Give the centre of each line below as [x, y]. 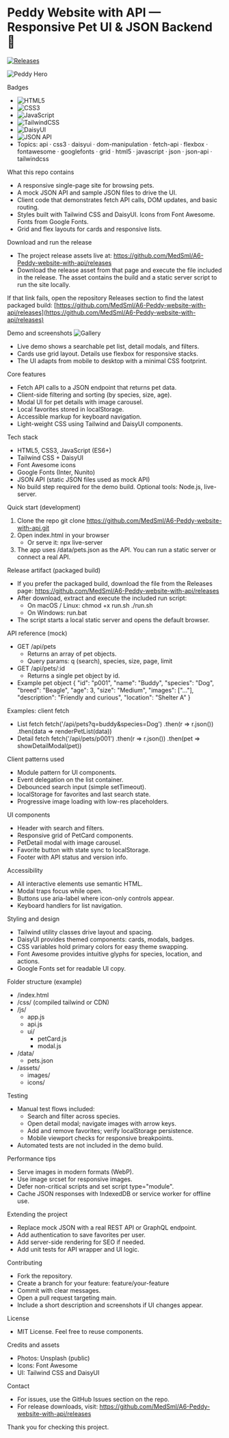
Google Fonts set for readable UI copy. [71, 968]
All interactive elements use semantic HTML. [80, 883]
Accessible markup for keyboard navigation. [79, 417]
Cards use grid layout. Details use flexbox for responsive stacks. [107, 354]
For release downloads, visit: [57, 1406]
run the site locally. [43, 284]
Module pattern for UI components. [67, 772]
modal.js [49, 1045]
